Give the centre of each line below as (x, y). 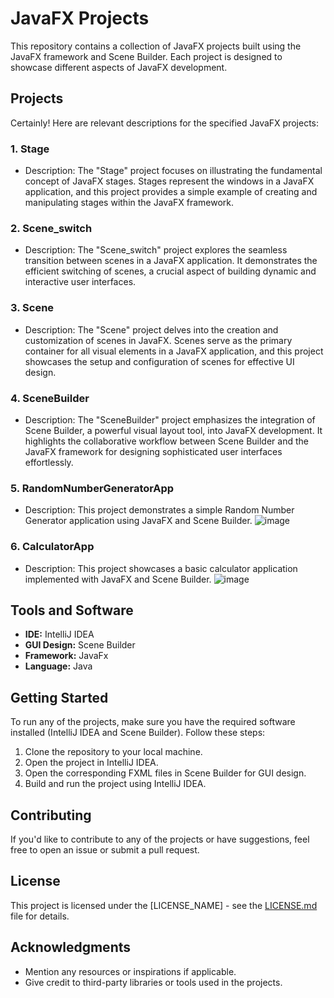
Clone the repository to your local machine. (113, 752)
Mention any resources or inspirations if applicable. (130, 971)
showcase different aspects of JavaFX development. (119, 67)
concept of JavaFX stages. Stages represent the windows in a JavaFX (169, 181)
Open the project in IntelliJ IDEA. (91, 763)
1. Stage (30, 149)
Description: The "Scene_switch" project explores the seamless (156, 250)
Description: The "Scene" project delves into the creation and (151, 329)
